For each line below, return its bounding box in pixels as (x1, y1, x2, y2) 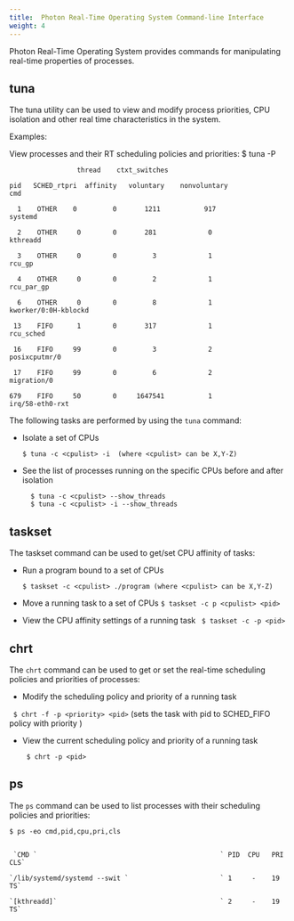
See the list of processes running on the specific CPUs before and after (21, 465, 284, 477)
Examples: (9, 131, 47, 143)
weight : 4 (9, 21, 46, 30)
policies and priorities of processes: (9, 673, 140, 684)
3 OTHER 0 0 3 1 (17, 251, 213, 261)
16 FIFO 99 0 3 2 (12, 345, 213, 355)
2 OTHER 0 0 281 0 (17, 228, 213, 237)
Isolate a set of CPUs (21, 433, 99, 444)
